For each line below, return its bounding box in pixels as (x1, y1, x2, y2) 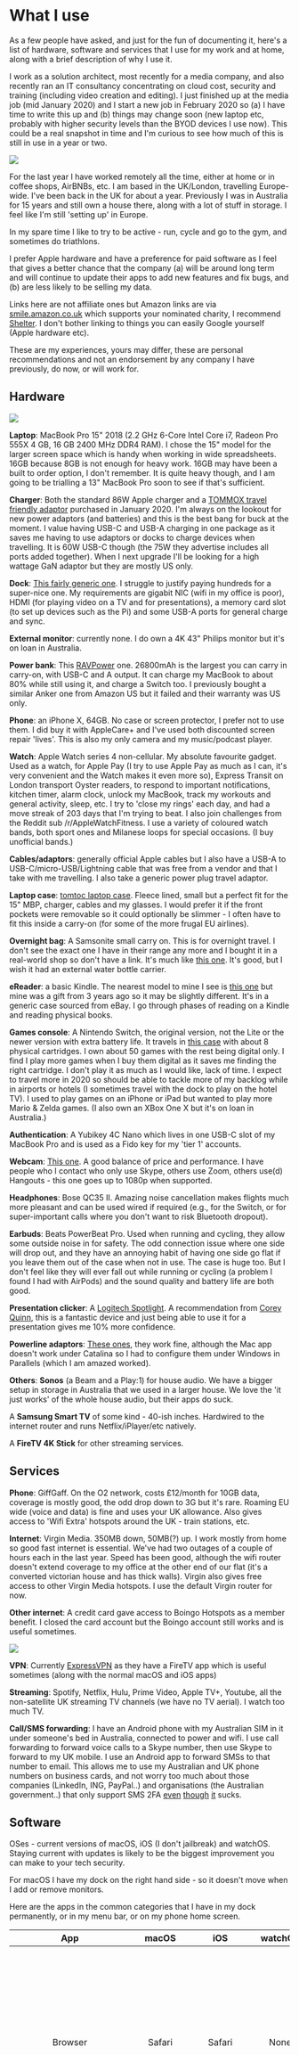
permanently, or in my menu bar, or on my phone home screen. (9, 1911, 241, 1921)
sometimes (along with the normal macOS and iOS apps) (9, 1669, 217, 1680)
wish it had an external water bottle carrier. (9, 963, 167, 974)
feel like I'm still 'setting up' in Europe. (9, 209, 149, 219)
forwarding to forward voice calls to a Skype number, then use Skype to (9, 1741, 273, 1752)
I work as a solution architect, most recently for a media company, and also (9, 70, 285, 81)
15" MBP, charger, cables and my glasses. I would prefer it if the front (9, 899, 263, 910)
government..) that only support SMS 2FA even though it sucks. (9, 1789, 242, 1800)
